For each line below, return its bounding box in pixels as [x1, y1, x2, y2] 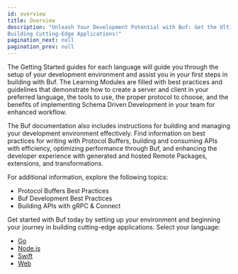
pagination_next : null [7, 37, 74, 44]
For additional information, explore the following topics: [7, 173, 169, 181]
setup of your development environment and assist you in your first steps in [7, 70, 228, 79]
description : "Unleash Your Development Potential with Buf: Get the [7, 23, 217, 30]
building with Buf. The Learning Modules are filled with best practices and [7, 78, 223, 86]
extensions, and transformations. [7, 159, 104, 167]
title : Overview [7, 17, 55, 24]
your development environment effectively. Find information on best [7, 129, 205, 137]
